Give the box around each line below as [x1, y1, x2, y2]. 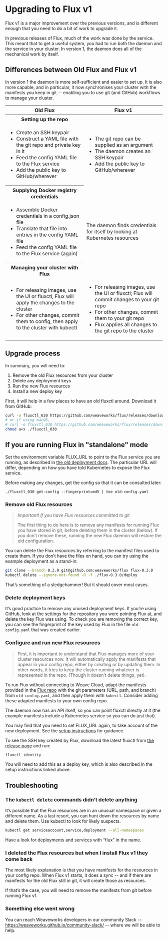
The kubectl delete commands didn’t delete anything [5, 796, 137, 803]
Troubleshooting [5, 781, 58, 789]
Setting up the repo [20, 116, 68, 123]
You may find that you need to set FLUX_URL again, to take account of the [5, 722, 158, 728]
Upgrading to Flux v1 [5, 4, 92, 15]
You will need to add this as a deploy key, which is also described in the [5, 761, 152, 767]
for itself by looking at [86, 228, 137, 235]
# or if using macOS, [5, 417, 50, 422]
